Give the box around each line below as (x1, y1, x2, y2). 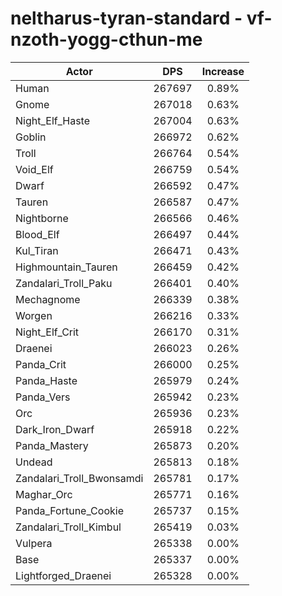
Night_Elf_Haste (15, 113, 91, 127)
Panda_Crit (15, 357, 67, 371)
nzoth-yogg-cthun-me (10, 28, 203, 51)
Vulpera (15, 536, 53, 550)
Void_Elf (15, 162, 54, 176)
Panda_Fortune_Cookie (15, 503, 124, 517)
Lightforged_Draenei (15, 568, 112, 582)
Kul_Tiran (15, 243, 59, 257)
